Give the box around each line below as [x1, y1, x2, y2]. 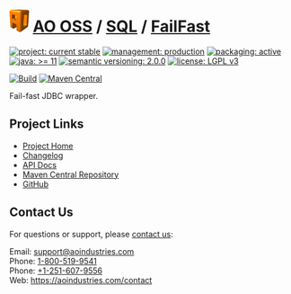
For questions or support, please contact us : [9, 228, 173, 239]
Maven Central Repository [22, 169, 119, 180]
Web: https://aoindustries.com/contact [9, 274, 153, 285]
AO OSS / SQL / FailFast [32, 16, 211, 37]
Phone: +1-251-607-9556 [9, 265, 103, 276]
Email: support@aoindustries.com [9, 245, 135, 256]
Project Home [22, 140, 74, 151]
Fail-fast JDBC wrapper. [9, 90, 99, 101]
